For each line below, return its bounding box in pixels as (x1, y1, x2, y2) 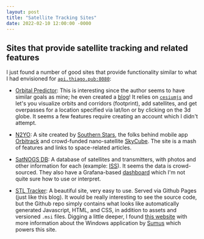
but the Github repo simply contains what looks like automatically (15, 200, 180, 207)
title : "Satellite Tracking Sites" (6, 15, 97, 21)
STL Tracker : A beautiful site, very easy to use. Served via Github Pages (15, 187, 197, 194)
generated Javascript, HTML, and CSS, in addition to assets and (15, 207, 177, 214)
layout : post (6, 9, 40, 15)
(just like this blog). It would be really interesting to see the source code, (15, 193, 197, 201)
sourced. (15, 169, 38, 176)
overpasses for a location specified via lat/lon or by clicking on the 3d (15, 106, 191, 113)
